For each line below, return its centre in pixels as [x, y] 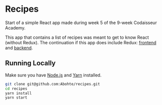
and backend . [19, 48]
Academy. [15, 27]
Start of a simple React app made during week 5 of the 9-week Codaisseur [81, 23]
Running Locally [30, 63]
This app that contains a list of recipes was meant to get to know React [77, 37]
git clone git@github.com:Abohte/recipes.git [52, 84]
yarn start [16, 98]
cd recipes [16, 89]
